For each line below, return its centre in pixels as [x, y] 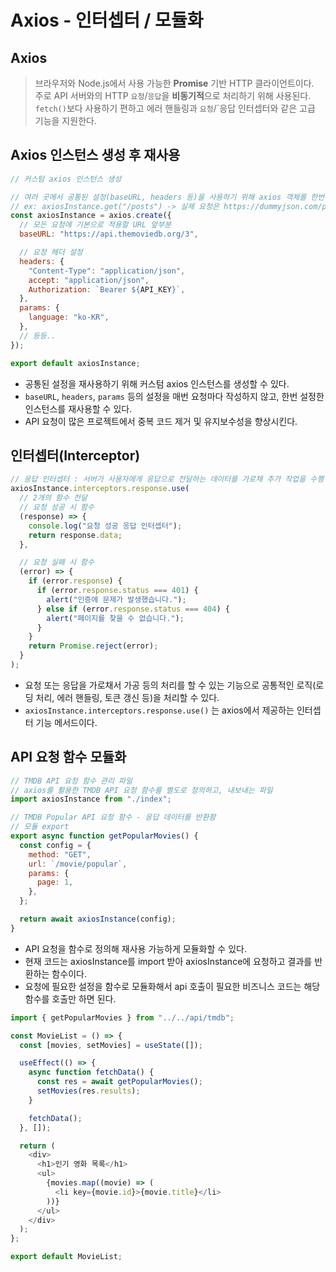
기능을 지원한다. [65, 120]
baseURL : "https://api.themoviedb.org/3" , [109, 234]
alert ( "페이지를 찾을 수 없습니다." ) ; [115, 618]
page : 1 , [55, 882]
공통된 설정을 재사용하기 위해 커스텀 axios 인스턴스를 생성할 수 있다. [157, 383]
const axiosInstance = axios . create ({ [91, 216]
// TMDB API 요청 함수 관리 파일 [71, 781]
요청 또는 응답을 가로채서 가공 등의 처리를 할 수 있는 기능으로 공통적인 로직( [170, 685]
